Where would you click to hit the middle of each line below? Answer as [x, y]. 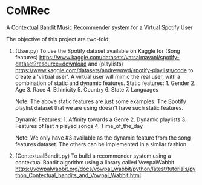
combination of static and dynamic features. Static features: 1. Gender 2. [105, 83]
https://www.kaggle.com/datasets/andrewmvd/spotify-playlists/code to [104, 70]
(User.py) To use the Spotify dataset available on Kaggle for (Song [97, 51]
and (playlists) [106, 64]
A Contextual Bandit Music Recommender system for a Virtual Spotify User [99, 27]
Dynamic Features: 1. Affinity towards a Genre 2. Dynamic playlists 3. [101, 119]
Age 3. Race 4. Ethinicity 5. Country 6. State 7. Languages [87, 89]
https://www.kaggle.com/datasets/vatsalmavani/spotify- [109, 57]
